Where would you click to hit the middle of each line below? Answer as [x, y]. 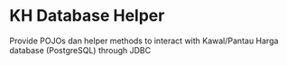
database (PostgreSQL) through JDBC [80, 50]
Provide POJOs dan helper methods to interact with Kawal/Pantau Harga [144, 41]
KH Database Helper [87, 16]
